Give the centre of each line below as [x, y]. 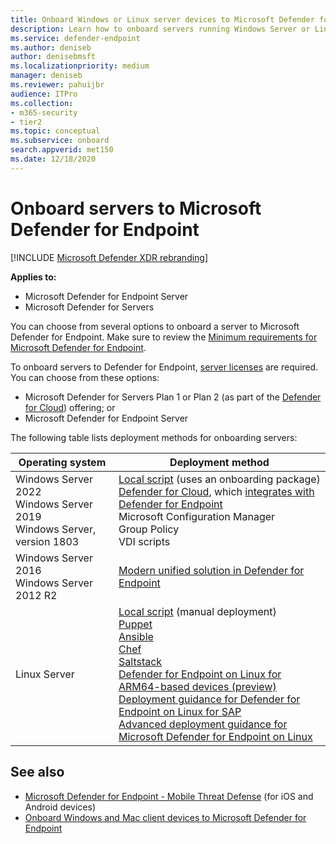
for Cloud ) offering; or [70, 407]
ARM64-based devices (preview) [197, 686]
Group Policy [149, 529]
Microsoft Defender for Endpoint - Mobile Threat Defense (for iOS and [169, 796]
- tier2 [26, 122]
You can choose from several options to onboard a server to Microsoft [155, 326]
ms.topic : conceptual [55, 131]
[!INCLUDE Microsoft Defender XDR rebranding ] [109, 257]
